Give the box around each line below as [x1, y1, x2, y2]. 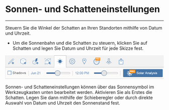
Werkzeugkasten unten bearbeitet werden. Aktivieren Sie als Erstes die [5, 89, 152, 95]
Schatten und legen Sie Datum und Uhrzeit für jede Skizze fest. [12, 45, 144, 51]
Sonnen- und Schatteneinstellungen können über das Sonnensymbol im [5, 84, 154, 90]
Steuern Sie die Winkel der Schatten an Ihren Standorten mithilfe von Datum [5, 25, 162, 31]
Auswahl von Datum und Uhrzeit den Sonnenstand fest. [5, 100, 121, 106]
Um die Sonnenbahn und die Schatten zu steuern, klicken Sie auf [12, 40, 147, 46]
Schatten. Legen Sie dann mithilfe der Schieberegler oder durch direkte [5, 94, 153, 101]
